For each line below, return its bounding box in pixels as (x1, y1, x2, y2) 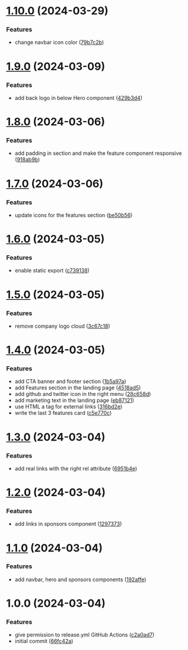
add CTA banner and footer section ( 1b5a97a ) (14, 378, 126, 385)
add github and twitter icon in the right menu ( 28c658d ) (14, 391, 151, 398)
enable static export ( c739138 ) (14, 267, 90, 274)
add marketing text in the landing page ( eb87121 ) (14, 397, 135, 404)
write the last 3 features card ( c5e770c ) (14, 410, 112, 417)
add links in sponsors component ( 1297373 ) (14, 521, 122, 528)
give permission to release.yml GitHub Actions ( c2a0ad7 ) (14, 631, 155, 639)
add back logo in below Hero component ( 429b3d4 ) (14, 94, 143, 102)
